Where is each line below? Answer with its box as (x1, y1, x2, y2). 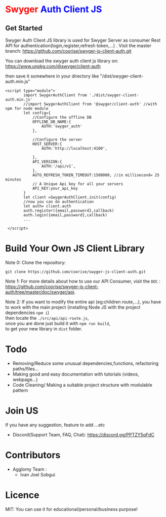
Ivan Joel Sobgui (20, 471, 56, 477)
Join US (5, 405, 39, 417)
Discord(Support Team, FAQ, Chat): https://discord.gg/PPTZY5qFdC (12, 431, 154, 437)
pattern (12, 387, 28, 393)
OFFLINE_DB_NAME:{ (32, 119, 71, 124)
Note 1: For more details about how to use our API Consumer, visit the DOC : (5, 278, 161, 284)
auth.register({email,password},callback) (23, 208, 114, 213)
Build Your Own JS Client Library (5, 243, 145, 254)
